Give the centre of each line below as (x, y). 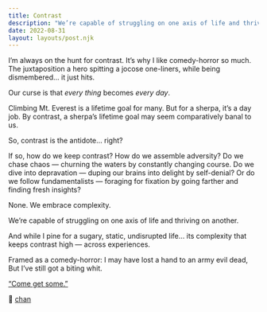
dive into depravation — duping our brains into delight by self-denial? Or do (132, 173)
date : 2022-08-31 (37, 30)
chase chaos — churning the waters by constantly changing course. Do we (131, 165)
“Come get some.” (39, 284)
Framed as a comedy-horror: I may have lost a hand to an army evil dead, (128, 260)
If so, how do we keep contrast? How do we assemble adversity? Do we (126, 156)
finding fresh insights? (44, 190)
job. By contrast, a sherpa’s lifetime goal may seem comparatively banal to (130, 117)
